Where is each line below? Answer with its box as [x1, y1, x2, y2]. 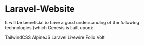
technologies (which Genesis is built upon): [5, 24, 94, 30]
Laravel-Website [5, 3, 75, 15]
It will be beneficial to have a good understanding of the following [5, 20, 139, 25]
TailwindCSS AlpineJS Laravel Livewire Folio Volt [5, 34, 105, 40]
